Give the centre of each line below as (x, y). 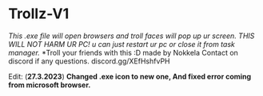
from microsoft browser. (50, 85)
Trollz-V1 (39, 14)
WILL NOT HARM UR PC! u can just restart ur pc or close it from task (122, 44)
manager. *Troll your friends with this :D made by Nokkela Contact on (123, 52)
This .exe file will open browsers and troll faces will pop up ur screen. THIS (131, 36)
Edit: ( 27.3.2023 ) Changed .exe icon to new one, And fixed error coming (130, 76)
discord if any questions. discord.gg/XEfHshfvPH (89, 61)
